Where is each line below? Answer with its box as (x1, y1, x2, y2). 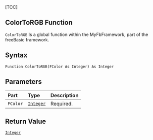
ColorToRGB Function (5, 18, 73, 27)
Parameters (5, 77, 42, 86)
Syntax (5, 51, 28, 60)
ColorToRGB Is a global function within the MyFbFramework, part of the (5, 32, 149, 37)
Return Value (5, 117, 46, 125)
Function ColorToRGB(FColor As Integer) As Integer (5, 64, 114, 69)
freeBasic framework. (5, 36, 50, 42)
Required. (50, 101, 73, 107)
